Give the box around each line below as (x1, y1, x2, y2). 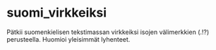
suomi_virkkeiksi (6, 5, 107, 21)
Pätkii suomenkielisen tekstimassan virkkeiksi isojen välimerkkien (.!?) (6, 28, 210, 36)
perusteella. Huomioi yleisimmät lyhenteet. (6, 35, 131, 43)
